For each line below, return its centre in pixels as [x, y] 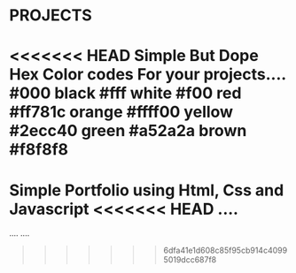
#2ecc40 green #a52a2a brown [128, 131]
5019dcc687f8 [190, 260]
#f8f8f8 [39, 150]
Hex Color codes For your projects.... [148, 75]
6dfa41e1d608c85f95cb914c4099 [226, 250]
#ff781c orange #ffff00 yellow [121, 112]
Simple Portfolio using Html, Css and [147, 190]
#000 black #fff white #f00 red [125, 93]
